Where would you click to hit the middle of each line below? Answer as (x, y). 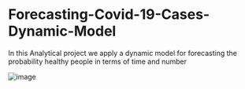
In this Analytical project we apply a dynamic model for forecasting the (123, 53)
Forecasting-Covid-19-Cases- (109, 15)
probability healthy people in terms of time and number (98, 61)
